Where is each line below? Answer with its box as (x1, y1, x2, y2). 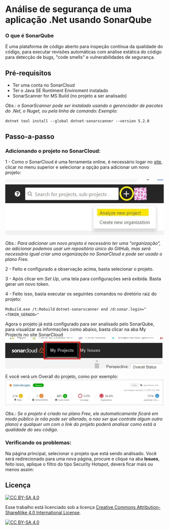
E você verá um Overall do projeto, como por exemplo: (5, 374, 118, 380)
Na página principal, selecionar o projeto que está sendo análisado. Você (5, 451, 157, 457)
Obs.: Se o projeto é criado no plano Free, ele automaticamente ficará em (5, 410, 158, 416)
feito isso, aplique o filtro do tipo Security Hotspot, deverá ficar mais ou (5, 461, 153, 467)
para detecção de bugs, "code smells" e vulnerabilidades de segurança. (5, 54, 155, 60)
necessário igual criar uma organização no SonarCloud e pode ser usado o (5, 251, 162, 257)
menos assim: (5, 467, 34, 473)
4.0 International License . (28, 509, 81, 515)
